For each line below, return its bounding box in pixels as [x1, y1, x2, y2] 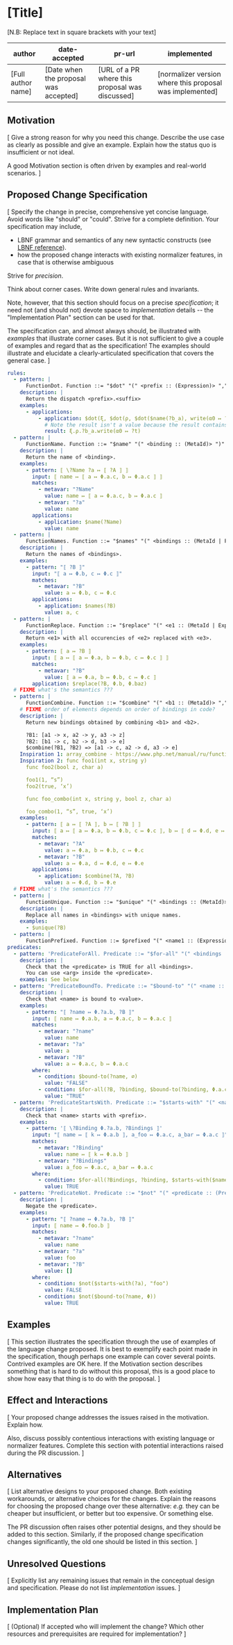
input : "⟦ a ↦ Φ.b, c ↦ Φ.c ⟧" [32, 570, 123, 577]
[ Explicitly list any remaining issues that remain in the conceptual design [7, 1576, 215, 1584]
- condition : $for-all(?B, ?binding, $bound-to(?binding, [37, 1086, 209, 1093]
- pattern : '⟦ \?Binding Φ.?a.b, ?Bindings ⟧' [25, 1125, 163, 1132]
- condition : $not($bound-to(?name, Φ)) [37, 1293, 157, 1301]
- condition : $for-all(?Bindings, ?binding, [37, 1177, 169, 1184]
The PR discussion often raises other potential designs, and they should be [7, 1523, 221, 1532]
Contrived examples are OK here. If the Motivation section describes [7, 1359, 203, 1368]
